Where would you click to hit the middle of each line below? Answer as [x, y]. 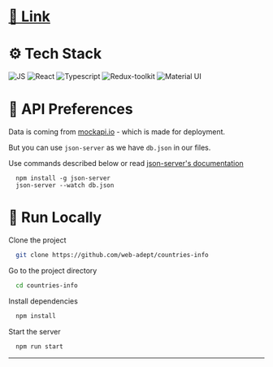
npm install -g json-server [63, 178]
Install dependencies [43, 301]
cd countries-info [47, 285]
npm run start [39, 346]
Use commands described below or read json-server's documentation [126, 164]
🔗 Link [30, 17]
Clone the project [37, 240]
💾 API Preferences [71, 109]
